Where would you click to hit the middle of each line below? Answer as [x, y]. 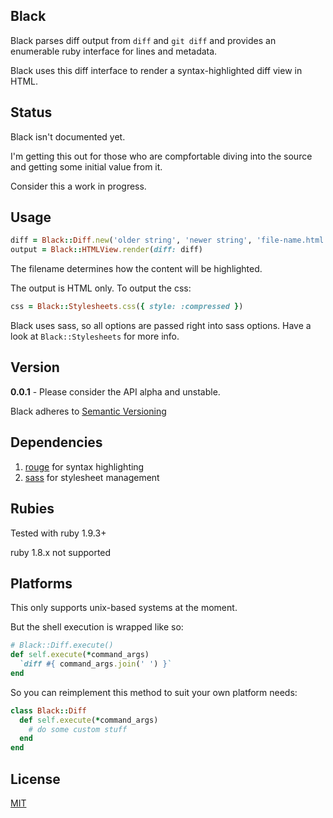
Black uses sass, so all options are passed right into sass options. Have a [161, 326]
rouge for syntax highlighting [84, 466]
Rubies [32, 509]
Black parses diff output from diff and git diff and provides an [143, 40]
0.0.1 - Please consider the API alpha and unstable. [115, 391]
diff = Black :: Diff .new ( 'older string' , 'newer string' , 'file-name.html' [169, 240]
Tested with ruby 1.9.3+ [58, 533]
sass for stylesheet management [92, 477]
